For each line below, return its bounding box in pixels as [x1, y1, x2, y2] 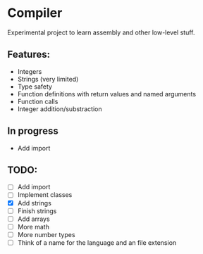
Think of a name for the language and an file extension [17, 238, 177, 247]
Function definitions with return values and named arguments [17, 89, 196, 98]
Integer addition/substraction [17, 104, 102, 113]
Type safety [17, 82, 53, 91]
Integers [17, 67, 42, 75]
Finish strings [17, 206, 57, 215]
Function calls [17, 97, 59, 106]
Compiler [7, 5, 63, 21]
